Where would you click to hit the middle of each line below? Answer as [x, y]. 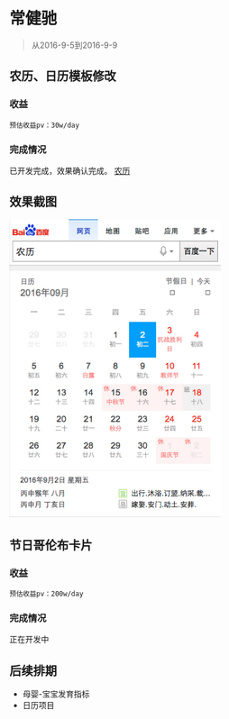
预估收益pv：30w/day [44, 125]
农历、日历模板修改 [63, 76]
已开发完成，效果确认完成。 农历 [70, 170]
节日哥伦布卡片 [51, 545]
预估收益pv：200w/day [46, 594]
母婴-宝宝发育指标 [56, 694]
